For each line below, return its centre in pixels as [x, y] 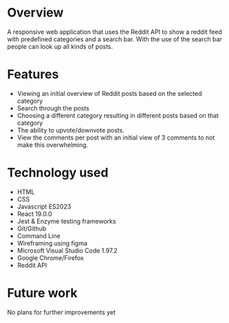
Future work [42, 293]
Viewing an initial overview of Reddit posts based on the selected [109, 93]
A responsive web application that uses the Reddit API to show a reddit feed [115, 32]
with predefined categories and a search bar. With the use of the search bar [115, 39]
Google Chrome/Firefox [50, 257]
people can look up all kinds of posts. [60, 46]
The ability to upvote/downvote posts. [71, 130]
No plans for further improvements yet [61, 312]
